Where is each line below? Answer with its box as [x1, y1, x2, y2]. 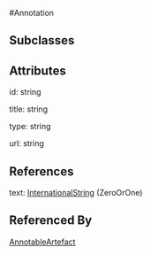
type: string [9, 121, 51, 132]
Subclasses [9, 33, 75, 48]
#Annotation [9, 8, 55, 18]
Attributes [9, 63, 66, 78]
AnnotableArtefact [9, 236, 76, 247]
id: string [9, 87, 42, 97]
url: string [9, 138, 44, 149]
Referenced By [9, 212, 93, 228]
